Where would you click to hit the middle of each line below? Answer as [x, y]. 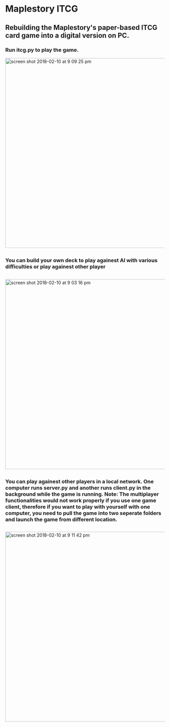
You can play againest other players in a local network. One [80, 481]
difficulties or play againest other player [55, 267]
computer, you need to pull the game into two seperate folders [83, 513]
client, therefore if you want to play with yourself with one [78, 507]
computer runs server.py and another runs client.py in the [78, 488]
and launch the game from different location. [61, 519]
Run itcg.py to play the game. [42, 50]
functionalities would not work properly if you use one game [81, 501]
